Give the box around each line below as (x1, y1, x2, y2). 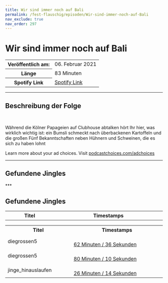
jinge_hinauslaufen (7, 266, 52, 273)
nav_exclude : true (5, 17, 43, 22)
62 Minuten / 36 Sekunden (73, 241, 137, 248)
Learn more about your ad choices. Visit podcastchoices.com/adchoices (5, 150, 155, 156)
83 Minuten (54, 70, 82, 77)
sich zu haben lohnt (5, 141, 46, 146)
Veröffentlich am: (7, 61, 50, 68)
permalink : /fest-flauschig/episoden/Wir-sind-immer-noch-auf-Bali (5, 12, 149, 17)
